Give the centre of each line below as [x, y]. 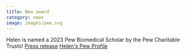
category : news [25, 17]
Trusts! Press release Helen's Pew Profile [57, 46]
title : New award [28, 12]
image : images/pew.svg [34, 23]
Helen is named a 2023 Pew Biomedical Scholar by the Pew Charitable [93, 40]
